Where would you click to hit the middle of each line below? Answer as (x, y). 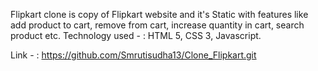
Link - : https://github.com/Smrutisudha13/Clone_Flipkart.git (133, 55)
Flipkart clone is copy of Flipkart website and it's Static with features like (159, 14)
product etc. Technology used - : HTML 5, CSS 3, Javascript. (136, 35)
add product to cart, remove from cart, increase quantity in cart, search (157, 25)
